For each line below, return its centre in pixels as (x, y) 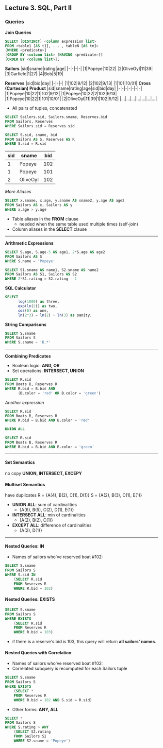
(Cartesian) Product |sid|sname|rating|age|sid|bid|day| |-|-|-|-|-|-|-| (73, 88)
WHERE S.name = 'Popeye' (30, 261)
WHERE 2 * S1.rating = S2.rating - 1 (41, 279)
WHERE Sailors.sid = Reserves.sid (40, 126)
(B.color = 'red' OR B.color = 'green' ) (59, 393)
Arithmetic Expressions (29, 243)
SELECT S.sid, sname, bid (31, 135)
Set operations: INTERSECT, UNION (48, 371)
